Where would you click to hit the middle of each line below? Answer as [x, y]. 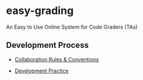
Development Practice [41, 71]
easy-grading [40, 11]
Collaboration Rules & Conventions [56, 59]
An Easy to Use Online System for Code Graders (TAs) [72, 27]
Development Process [48, 45]
